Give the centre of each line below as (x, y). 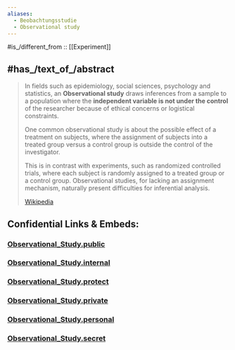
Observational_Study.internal (59, 263)
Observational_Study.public (56, 244)
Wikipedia (39, 202)
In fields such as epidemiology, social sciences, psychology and (118, 86)
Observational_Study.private (58, 301)
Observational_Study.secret (57, 339)
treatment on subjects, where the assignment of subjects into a (116, 137)
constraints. (42, 116)
